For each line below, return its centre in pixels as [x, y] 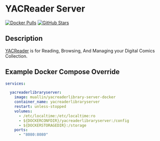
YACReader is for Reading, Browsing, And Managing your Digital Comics [80, 50]
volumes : [23, 111]
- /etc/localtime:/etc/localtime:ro [57, 116]
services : [16, 84]
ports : [21, 130]
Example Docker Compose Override [62, 72]
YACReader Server [45, 9]
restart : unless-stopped [40, 107]
